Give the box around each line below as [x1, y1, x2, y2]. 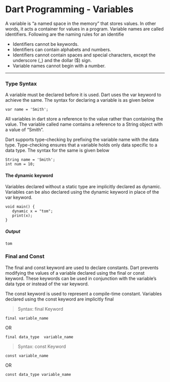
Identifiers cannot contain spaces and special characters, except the [12, 52, 156, 58]
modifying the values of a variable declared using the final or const [5, 270, 145, 276]
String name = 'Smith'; [5, 157, 56, 162]
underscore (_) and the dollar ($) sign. [12, 57, 92, 63]
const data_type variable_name [5, 372, 71, 377]
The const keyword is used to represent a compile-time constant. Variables [5, 290, 162, 297]
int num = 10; [5, 162, 35, 167]
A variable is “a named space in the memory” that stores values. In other [5, 20, 156, 26]
